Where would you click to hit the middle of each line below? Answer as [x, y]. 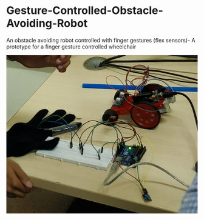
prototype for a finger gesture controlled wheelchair [71, 47]
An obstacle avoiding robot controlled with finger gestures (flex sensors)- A [101, 40]
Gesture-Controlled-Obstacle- [85, 11]
